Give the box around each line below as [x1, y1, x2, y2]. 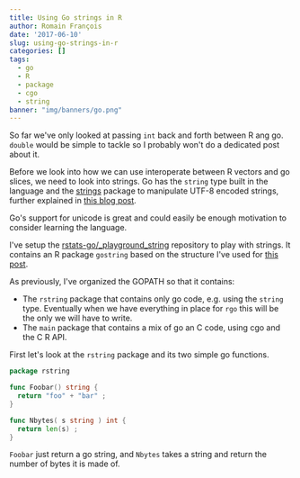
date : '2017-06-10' [9, 30, 83, 39]
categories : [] [9, 47, 66, 56]
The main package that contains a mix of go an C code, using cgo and [22, 322, 281, 333]
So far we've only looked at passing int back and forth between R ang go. [9, 130, 285, 140]
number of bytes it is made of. [9, 458, 120, 469]
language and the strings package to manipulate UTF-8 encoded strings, [9, 185, 279, 196]
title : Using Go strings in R [9, 13, 123, 23]
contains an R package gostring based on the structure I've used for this [9, 249, 278, 260]
